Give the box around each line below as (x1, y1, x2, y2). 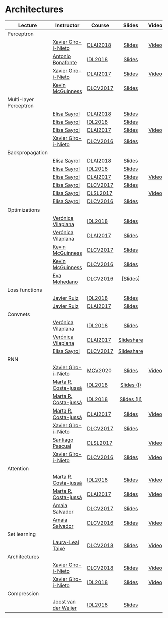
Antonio (52, 53, 71, 60)
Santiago (52, 436, 74, 443)
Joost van (52, 598, 76, 605)
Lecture (18, 22, 37, 29)
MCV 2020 (87, 367, 112, 374)
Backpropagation (7, 149, 48, 156)
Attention (7, 465, 29, 472)
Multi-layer (7, 96, 34, 103)
